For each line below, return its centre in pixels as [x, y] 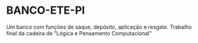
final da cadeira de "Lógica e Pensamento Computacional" [79, 33]
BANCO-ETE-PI [46, 10]
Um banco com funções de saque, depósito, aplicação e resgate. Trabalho [99, 27]
